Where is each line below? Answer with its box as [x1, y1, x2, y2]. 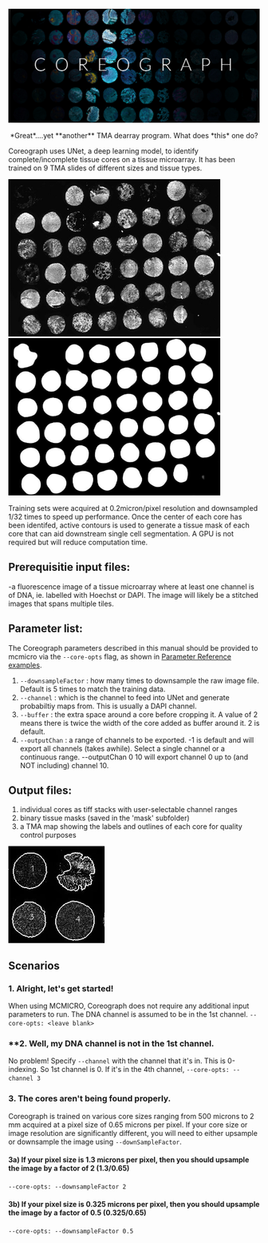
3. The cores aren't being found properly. [8, 1093, 171, 1104]
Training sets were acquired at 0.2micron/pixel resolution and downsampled [8, 503, 258, 512]
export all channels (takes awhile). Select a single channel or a [19, 743, 226, 753]
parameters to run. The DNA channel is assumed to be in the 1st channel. [8, 1010, 249, 1019]
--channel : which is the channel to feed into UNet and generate [19, 692, 230, 702]
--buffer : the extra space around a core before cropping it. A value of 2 [19, 709, 258, 719]
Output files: [8, 783, 73, 797]
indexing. [8, 1065, 39, 1074]
